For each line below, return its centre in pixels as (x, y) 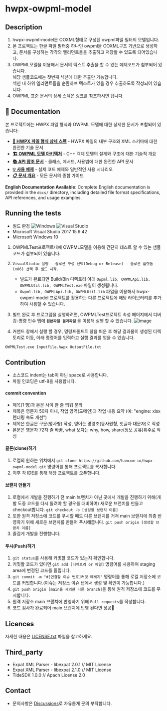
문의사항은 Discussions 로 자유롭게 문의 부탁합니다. (62, 703)
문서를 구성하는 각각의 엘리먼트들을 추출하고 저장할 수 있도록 (78, 52)
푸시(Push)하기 (20, 546)
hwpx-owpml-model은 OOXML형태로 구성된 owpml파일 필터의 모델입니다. (86, 40)
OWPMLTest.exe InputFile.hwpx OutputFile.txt (53, 347)
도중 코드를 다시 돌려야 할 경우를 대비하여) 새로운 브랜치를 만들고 (80, 503)
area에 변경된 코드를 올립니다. (42, 570)
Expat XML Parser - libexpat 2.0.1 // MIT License (62, 664)
